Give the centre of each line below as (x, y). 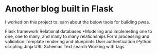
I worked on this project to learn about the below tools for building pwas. (78, 22)
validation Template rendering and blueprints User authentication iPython (78, 41)
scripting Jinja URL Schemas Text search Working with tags (65, 46)
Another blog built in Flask (59, 9)
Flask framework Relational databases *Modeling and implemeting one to (78, 31)
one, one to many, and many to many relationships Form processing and (77, 36)
